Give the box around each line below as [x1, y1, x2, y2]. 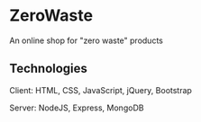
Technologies [9, 61, 88, 76]
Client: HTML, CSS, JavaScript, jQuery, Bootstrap [9, 84, 192, 95]
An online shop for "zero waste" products [9, 35, 164, 46]
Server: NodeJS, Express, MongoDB [9, 102, 144, 113]
